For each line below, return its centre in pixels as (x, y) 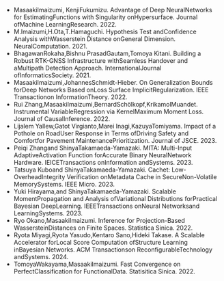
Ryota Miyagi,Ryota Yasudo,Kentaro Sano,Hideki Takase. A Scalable (109, 235)
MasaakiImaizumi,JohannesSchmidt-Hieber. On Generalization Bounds (113, 82)
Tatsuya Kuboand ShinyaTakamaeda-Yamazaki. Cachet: (92, 170)
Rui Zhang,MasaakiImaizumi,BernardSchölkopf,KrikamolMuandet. (106, 104)
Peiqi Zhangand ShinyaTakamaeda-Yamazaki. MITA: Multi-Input (103, 148)
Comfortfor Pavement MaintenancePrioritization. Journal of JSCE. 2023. (115, 140)
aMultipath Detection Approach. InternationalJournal (87, 68)
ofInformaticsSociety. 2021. (52, 75)
